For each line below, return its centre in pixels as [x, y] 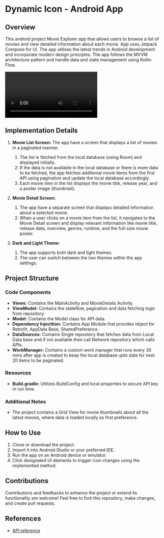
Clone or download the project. [43, 444]
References [23, 519]
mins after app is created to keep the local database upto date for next [83, 355]
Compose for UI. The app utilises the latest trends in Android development [80, 49]
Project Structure [32, 278]
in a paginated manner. [35, 148]
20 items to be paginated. [38, 360]
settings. [28, 263]
